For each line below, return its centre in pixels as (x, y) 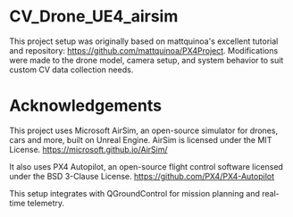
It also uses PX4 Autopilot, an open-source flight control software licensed (146, 166)
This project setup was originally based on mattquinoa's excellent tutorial (144, 41)
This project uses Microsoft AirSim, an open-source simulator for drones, (144, 130)
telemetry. (46, 203)
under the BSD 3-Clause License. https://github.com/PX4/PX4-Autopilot (142, 176)
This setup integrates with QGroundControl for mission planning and (135, 193)
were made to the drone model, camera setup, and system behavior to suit (146, 60)
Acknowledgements (86, 106)
